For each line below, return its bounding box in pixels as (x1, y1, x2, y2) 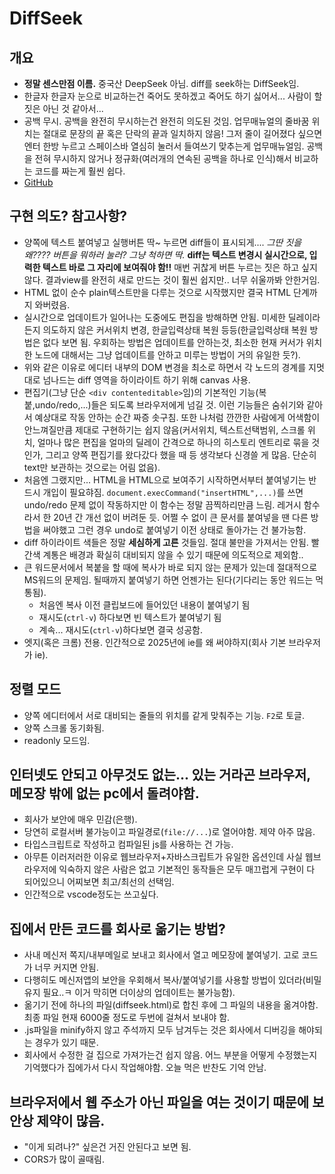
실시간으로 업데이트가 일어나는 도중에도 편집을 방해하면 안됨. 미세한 (23, 311, 286, 323)
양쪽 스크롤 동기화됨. (23, 722, 105, 734)
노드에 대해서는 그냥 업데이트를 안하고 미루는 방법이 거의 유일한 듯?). (34, 348, 301, 361)
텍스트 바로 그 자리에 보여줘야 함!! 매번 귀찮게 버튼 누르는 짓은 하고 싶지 (42, 261, 318, 273)
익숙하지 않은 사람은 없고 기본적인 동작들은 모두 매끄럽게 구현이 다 (58, 863, 316, 876)
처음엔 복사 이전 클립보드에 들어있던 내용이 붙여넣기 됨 (38, 598, 251, 611)
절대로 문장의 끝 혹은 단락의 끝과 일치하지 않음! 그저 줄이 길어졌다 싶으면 (42, 128, 323, 139)
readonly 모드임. (23, 734, 91, 746)
